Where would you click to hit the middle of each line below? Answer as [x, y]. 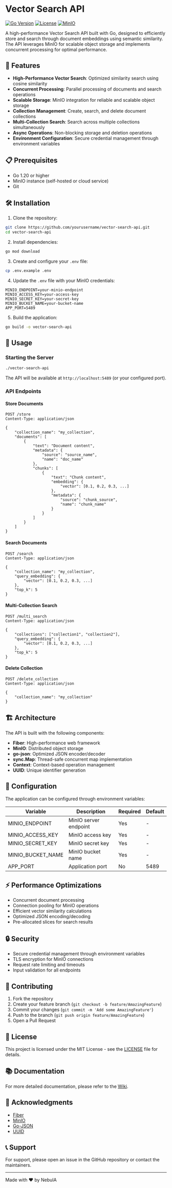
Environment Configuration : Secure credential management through [85, 138]
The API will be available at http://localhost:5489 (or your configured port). [86, 378]
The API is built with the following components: [55, 733]
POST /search [19, 554]
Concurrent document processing [48, 900]
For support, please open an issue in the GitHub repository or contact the [82, 1160]
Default [155, 811]
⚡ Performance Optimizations [53, 885]
